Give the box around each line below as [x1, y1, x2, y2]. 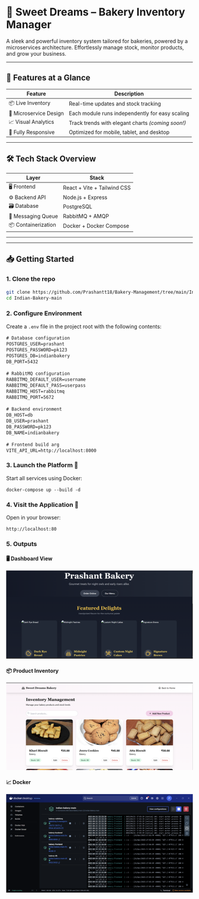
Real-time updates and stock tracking [69, 100, 161, 107]
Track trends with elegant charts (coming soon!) [69, 119, 187, 126]
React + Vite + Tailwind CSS [63, 184, 131, 191]
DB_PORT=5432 [6, 358, 38, 365]
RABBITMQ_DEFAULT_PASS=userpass [6, 382, 86, 389]
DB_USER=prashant [6, 418, 49, 424]
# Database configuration [6, 335, 70, 341]
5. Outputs [6, 540, 37, 548]
